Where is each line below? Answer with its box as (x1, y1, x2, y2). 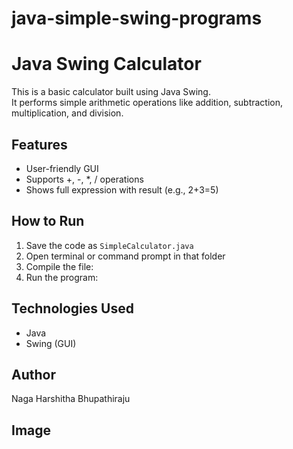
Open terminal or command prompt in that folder (25, 250, 226, 262)
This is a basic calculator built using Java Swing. (11, 86, 211, 98)
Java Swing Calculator (11, 53, 202, 76)
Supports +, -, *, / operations (25, 173, 144, 185)
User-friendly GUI (25, 162, 99, 174)
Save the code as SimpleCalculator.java (25, 239, 194, 251)
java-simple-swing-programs (11, 7, 263, 30)
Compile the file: (25, 260, 94, 272)
